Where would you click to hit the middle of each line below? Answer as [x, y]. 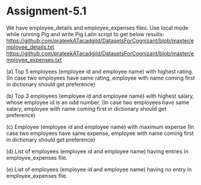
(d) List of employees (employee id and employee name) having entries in [97, 151]
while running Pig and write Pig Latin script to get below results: [85, 34]
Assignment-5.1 [46, 11]
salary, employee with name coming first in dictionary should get [86, 108]
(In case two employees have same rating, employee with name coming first [100, 78]
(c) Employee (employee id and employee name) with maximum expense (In [100, 127]
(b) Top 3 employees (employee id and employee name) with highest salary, [100, 96]
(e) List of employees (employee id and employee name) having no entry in [99, 169]
